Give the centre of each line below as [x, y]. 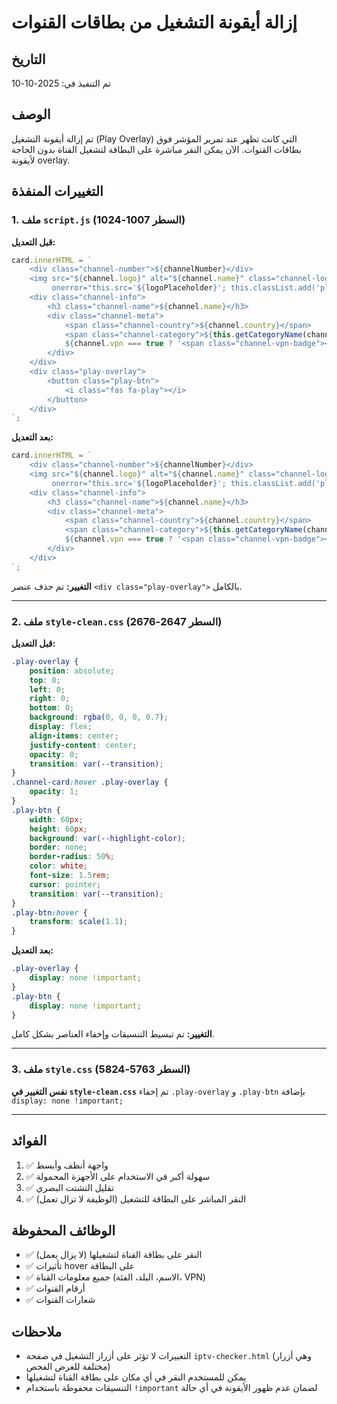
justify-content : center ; [83, 745]
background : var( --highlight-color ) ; [108, 838]
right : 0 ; [50, 699]
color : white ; [58, 866]
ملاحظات [37, 1331]
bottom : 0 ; [52, 708]
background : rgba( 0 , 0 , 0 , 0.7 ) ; [99, 717]
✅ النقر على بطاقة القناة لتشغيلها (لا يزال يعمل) [114, 1255]
